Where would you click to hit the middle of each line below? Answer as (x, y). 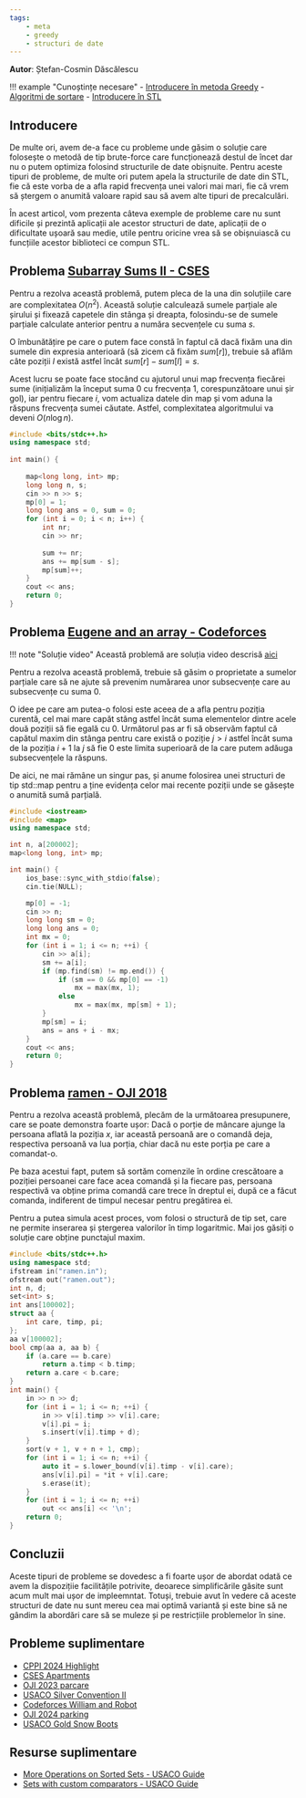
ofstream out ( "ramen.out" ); (63, 1280)
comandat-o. (34, 1154)
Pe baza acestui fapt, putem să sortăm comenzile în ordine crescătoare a (147, 1171)
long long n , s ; (57, 485)
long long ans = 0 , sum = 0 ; (81, 511)
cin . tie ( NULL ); (55, 886)
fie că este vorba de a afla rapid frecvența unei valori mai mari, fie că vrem (149, 186)
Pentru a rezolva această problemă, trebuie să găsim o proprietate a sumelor (153, 672)
